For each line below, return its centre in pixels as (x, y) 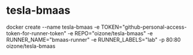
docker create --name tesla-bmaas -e (53, 27)
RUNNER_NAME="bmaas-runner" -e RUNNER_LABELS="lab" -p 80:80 (94, 39)
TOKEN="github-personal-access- (144, 27)
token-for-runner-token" (36, 33)
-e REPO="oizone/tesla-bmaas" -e (110, 33)
